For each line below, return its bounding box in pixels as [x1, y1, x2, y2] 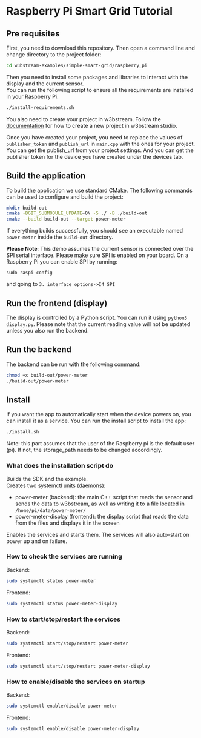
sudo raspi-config [6, 270, 53, 276]
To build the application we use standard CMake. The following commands [6, 187, 193, 194]
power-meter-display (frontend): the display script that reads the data [15, 513, 189, 520]
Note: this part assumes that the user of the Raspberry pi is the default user [6, 440, 195, 447]
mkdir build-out [6, 205, 47, 211]
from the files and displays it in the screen [15, 519, 120, 527]
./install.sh [6, 429, 39, 435]
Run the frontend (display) [6, 298, 108, 308]
